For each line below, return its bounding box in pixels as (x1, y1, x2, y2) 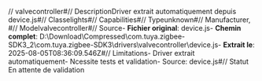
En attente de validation (8, 65, 85, 74)
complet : (8, 31, 38, 41)
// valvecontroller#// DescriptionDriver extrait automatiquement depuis (8, 7, 237, 16)
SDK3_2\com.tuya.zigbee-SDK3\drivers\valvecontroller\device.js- (8, 40, 222, 50)
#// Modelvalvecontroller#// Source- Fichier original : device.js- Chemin (8, 24, 242, 32)
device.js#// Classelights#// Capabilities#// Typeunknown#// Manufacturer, (8, 15, 251, 24)
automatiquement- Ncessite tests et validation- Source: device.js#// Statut (8, 57, 249, 66)
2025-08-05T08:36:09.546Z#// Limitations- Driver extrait (8, 49, 195, 57)
